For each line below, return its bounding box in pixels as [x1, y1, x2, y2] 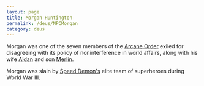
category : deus [6, 26, 45, 32]
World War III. [6, 74, 41, 81]
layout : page [6, 9, 40, 15]
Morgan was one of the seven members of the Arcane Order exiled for [6, 43, 184, 50]
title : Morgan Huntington [6, 15, 72, 21]
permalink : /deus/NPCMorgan [6, 20, 78, 26]
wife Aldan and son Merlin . [6, 56, 74, 63]
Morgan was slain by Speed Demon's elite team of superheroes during [6, 68, 185, 75]
